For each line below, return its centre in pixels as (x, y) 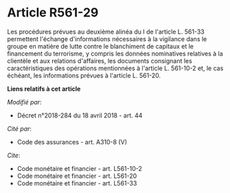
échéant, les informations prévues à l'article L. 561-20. (84, 75)
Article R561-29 (53, 13)
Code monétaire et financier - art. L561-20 (77, 176)
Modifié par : (25, 102)
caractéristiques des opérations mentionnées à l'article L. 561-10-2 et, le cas (115, 68)
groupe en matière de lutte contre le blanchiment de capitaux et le (101, 46)
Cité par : (20, 128)
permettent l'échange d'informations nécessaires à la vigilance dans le (107, 38)
